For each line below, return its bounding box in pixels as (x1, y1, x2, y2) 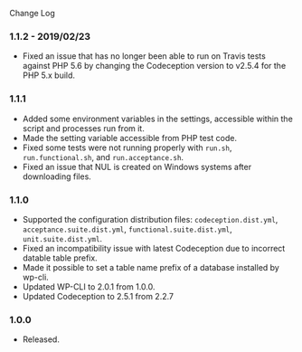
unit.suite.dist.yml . (22, 233, 102, 243)
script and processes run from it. (22, 122, 145, 134)
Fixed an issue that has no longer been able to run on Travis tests (22, 51, 267, 62)
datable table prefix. (22, 252, 98, 263)
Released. (22, 334, 61, 345)
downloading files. (22, 171, 92, 182)
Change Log (9, 8, 56, 18)
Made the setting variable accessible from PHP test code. (22, 132, 238, 143)
